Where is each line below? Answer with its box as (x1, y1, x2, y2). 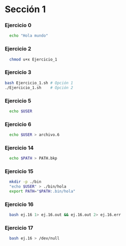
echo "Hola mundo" (9, 33, 49, 39)
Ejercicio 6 (5, 120, 31, 128)
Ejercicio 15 (5, 168, 34, 175)
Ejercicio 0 (5, 22, 31, 29)
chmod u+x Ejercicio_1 (9, 57, 57, 62)
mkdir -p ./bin (9, 179, 42, 184)
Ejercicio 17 (5, 225, 34, 232)
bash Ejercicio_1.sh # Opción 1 (5, 80, 73, 85)
